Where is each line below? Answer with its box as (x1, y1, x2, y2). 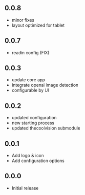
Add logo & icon (11, 153, 44, 159)
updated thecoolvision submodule (11, 125, 81, 131)
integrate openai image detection (11, 82, 79, 88)
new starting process (11, 120, 55, 126)
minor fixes (11, 17, 35, 23)
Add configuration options (11, 158, 64, 164)
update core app (11, 77, 45, 83)
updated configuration (11, 115, 57, 121)
